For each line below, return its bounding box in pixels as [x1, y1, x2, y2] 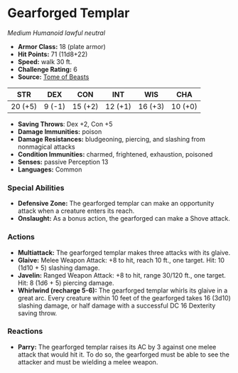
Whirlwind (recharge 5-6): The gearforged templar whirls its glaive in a [17, 286, 228, 295]
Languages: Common [17, 165, 82, 174]
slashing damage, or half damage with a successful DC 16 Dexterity [17, 301, 216, 310]
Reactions [7, 326, 43, 336]
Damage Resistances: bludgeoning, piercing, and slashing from [17, 135, 206, 143]
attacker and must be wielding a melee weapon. [17, 357, 158, 366]
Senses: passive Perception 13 [17, 157, 109, 166]
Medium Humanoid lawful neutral [7, 28, 105, 37]
